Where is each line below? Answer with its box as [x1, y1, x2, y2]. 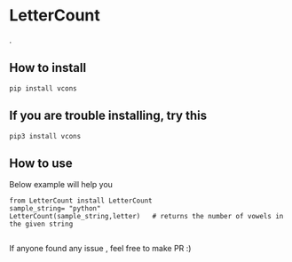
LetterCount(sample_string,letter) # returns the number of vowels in [9, 212, 284, 221]
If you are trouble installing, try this [9, 108, 207, 123]
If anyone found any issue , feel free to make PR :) [9, 243, 192, 254]
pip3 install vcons [9, 131, 82, 140]
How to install [9, 60, 87, 75]
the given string [9, 219, 74, 229]
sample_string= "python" [9, 204, 101, 213]
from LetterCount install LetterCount [9, 196, 153, 205]
